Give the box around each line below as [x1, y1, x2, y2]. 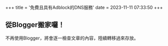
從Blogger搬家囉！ [5, 21, 65, 29]
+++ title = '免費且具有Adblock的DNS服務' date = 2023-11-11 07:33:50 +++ [5, 5, 163, 10]
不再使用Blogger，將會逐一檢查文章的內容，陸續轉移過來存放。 [5, 35, 139, 41]
